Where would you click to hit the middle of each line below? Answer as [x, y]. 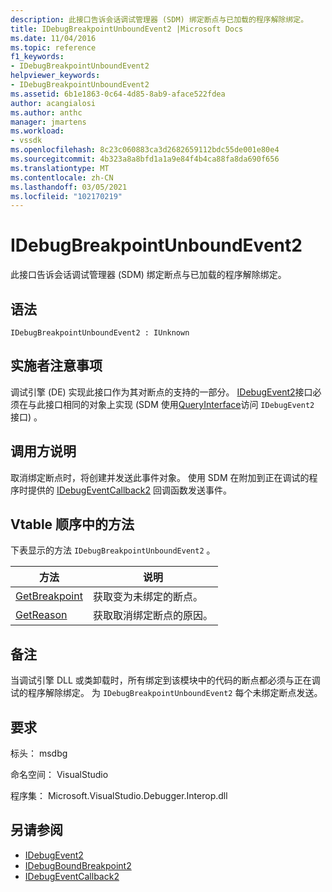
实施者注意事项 [56, 366]
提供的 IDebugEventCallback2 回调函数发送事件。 [130, 490]
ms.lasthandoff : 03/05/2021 [69, 187]
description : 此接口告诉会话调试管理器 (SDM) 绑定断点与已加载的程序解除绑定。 [159, 19]
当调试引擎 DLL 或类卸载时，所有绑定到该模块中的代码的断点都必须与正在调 [165, 680]
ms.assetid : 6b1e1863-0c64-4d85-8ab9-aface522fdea [118, 94]
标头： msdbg [39, 753]
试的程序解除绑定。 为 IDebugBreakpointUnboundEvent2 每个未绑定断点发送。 [166, 693]
